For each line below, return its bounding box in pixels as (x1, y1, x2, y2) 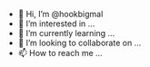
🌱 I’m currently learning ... (17, 28, 115, 38)
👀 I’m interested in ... (17, 18, 95, 29)
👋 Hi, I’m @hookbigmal (17, 9, 104, 19)
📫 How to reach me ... (17, 48, 103, 58)
